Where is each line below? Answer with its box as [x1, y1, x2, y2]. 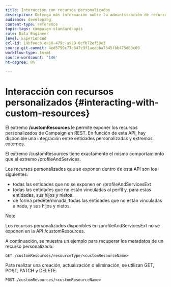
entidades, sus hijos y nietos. [12, 192, 74, 198]
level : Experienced [5, 36, 47, 41]
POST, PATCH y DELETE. [5, 268, 58, 274]
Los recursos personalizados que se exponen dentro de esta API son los [5, 166, 157, 172]
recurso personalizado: [5, 243, 54, 250]
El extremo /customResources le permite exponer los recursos [5, 124, 138, 131]
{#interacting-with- [74, 97, 159, 109]
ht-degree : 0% [5, 60, 36, 65]
